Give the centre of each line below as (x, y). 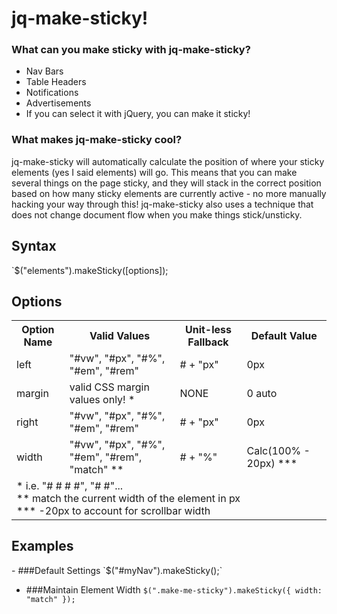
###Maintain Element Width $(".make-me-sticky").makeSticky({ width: (174, 589)
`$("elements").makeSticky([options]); (90, 270)
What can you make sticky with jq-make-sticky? (131, 50)
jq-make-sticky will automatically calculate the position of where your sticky (168, 161)
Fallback (208, 342)
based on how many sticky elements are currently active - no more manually (169, 193)
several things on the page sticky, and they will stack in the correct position (166, 183)
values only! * (102, 400)
